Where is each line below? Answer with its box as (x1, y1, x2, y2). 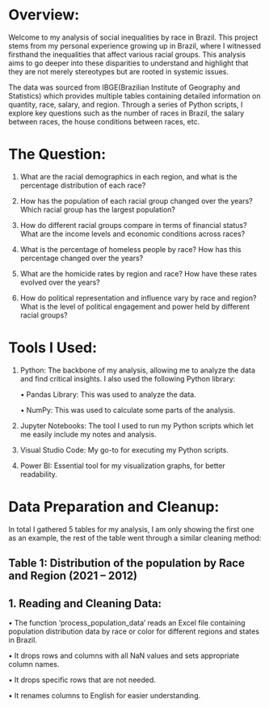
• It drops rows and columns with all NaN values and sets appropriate (8, 651, 240, 660)
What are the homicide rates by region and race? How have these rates (19, 268, 257, 278)
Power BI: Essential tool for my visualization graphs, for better (19, 461, 226, 470)
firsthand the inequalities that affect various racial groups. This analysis (8, 49, 246, 59)
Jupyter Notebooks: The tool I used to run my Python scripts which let (19, 420, 254, 430)
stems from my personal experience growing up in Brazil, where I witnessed (8, 40, 261, 50)
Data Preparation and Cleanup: (8, 498, 220, 516)
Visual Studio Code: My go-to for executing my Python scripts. (19, 445, 229, 454)
